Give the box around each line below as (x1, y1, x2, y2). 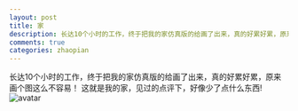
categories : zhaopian (9, 46, 90, 55)
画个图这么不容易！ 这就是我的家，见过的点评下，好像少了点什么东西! (9, 83, 263, 93)
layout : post (9, 12, 58, 22)
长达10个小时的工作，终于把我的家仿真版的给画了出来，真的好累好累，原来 (9, 72, 282, 83)
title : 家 (9, 21, 44, 30)
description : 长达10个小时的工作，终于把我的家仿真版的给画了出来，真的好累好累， (9, 29, 280, 38)
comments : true (9, 37, 66, 47)
